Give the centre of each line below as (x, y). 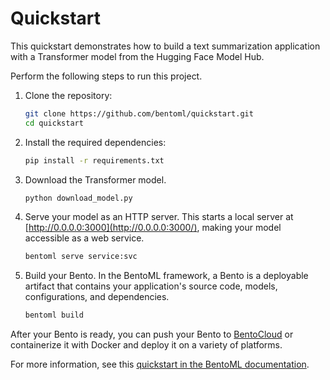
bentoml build (54, 315)
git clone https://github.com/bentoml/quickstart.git (139, 113)
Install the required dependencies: (95, 142)
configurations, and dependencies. (97, 297)
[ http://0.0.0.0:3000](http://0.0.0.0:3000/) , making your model (153, 228)
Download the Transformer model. (95, 179)
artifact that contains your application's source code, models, (151, 286)
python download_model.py (78, 198)
